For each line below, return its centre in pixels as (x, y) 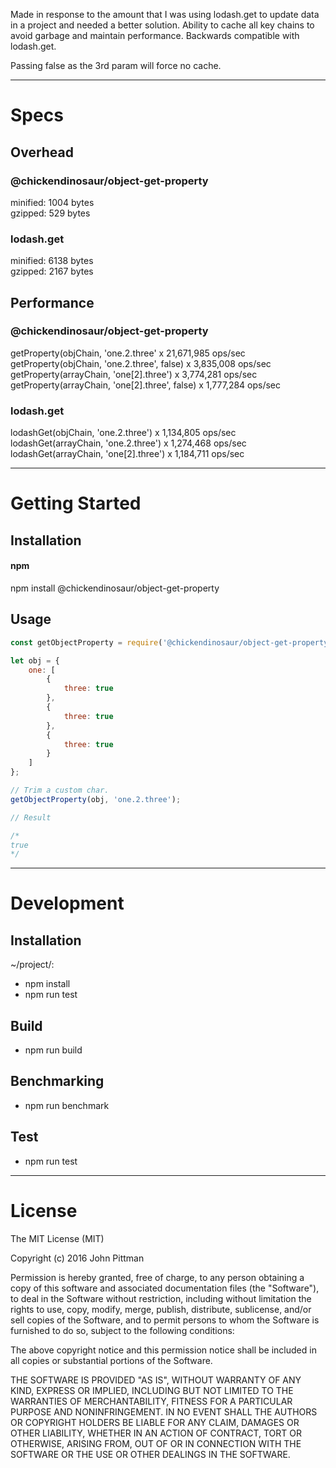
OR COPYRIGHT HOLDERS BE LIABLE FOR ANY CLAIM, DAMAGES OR (155, 1422)
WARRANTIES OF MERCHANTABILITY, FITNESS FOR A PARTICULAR (151, 1401)
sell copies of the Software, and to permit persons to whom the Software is (165, 1320)
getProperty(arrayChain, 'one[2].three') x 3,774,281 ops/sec (134, 374)
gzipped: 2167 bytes (52, 271)
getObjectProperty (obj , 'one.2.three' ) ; (96, 799)
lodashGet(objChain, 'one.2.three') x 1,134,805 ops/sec (123, 433)
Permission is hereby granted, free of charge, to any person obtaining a (157, 1277)
